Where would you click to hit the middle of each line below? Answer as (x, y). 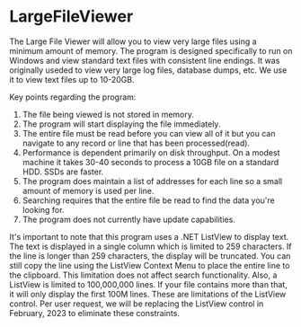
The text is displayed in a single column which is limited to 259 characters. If (150, 246)
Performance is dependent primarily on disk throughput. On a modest (151, 152)
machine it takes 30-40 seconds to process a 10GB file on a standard (150, 162)
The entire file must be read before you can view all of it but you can (149, 133)
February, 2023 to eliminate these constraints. (94, 313)
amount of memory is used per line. (88, 190)
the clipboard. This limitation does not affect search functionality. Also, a (143, 275)
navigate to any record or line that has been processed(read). (136, 143)
